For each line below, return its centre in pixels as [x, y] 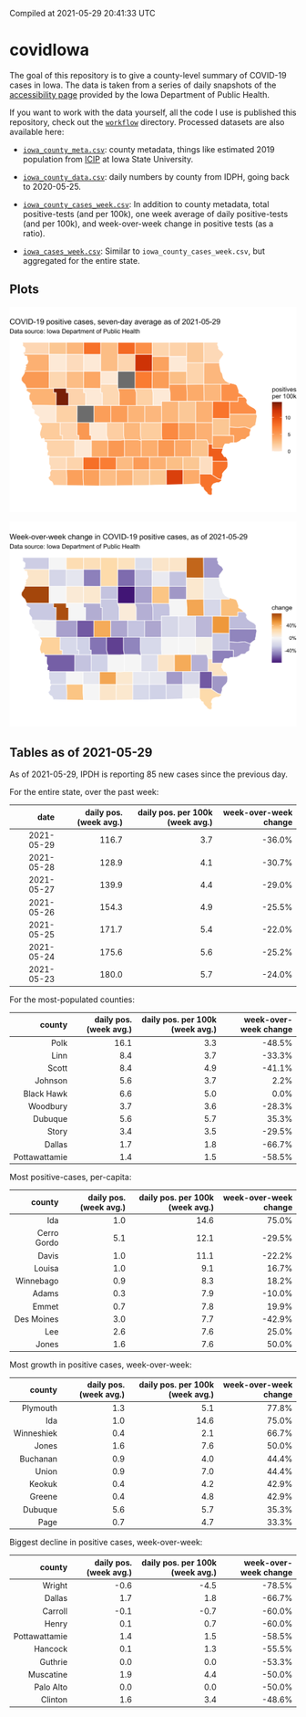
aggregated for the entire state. [82, 260]
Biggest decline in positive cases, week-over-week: [106, 1543]
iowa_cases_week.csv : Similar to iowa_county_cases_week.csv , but [144, 251]
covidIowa [49, 50]
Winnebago [37, 1281]
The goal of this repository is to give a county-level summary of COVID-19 [148, 75]
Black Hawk [46, 1094]
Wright [55, 1586]
